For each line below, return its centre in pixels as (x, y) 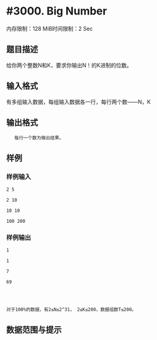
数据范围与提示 (34, 329)
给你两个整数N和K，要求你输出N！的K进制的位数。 (69, 65)
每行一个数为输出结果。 (39, 138)
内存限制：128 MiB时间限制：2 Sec (50, 28)
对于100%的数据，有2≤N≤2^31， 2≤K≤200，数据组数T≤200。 (71, 310)
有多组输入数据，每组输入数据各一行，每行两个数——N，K (78, 101)
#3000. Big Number (57, 11)
